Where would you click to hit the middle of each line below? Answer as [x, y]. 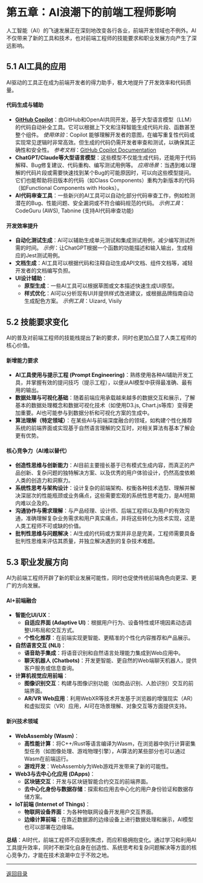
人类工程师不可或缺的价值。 [50, 526]
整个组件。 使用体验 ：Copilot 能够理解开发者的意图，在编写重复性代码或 [105, 135]
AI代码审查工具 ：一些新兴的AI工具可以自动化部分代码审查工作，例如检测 [105, 195]
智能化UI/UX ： [33, 615]
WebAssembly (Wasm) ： [47, 736]
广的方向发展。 [25, 586]
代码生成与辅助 [25, 105]
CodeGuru [28, 211]
